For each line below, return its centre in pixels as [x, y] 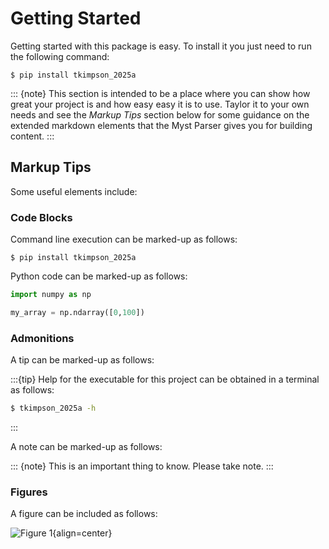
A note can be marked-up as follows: [86, 446]
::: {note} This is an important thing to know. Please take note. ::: [142, 466]
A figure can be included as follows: [84, 514]
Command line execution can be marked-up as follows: [124, 239]
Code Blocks [41, 217]
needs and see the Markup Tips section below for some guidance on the [160, 114]
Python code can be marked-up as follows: [99, 276]
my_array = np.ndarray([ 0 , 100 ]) [77, 312]
